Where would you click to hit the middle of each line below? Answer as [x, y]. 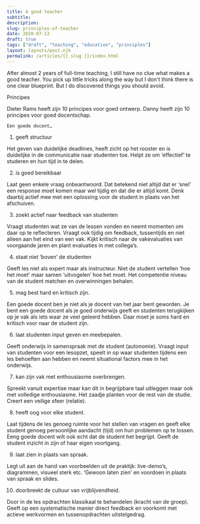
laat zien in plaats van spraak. [52, 454]
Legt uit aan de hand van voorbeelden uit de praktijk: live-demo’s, [87, 466]
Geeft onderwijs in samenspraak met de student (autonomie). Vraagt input [98, 346]
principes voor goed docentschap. [49, 115]
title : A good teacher [35, 12]
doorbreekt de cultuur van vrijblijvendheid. [68, 490]
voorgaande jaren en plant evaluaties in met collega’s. [73, 245]
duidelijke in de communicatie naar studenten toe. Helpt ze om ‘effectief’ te [99, 155]
